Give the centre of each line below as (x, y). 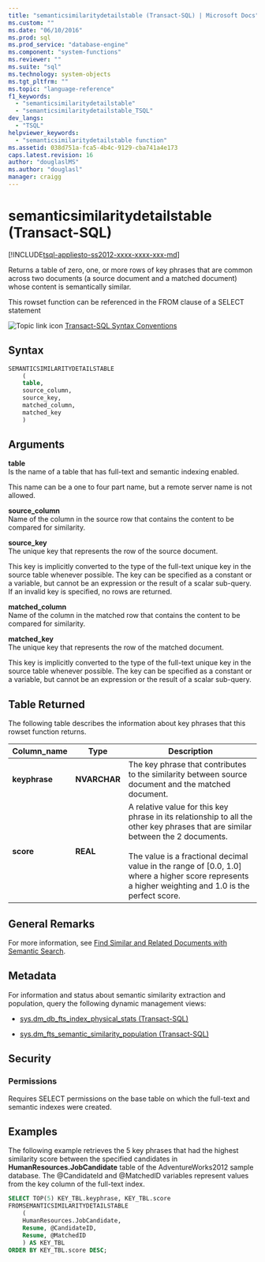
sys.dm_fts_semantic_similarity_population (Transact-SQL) (114, 1034)
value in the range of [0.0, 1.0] (185, 867)
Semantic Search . (37, 951)
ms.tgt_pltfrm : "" (38, 81)
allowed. (22, 496)
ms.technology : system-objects (60, 74)
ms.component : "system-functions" (65, 52)
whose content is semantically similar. (70, 286)
